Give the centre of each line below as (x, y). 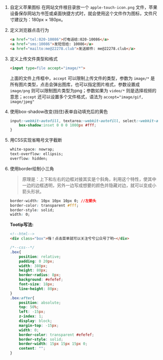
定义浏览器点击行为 (29, 30)
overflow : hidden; (29, 159)
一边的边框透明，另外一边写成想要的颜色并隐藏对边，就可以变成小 (89, 185)
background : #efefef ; (41, 280)
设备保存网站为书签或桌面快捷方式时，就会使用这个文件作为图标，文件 (81, 13)
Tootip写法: (21, 225)
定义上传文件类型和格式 (34, 59)
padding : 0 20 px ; (37, 261)
